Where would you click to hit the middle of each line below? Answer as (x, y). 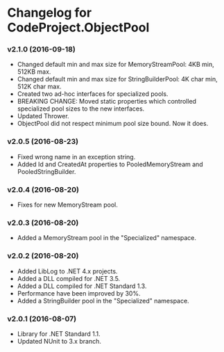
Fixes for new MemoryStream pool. (67, 205)
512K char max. (39, 87)
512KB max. (34, 72)
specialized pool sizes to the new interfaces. (81, 109)
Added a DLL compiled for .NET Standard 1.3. (82, 286)
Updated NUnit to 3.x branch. (59, 341)
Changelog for (50, 13)
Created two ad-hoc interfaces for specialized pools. (93, 94)
